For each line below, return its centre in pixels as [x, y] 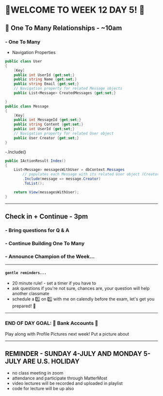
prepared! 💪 [24, 306]
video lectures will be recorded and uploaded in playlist [67, 383]
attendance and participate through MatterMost [60, 378]
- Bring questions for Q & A [37, 230]
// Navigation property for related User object [64, 133]
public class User [24, 61]
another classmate [31, 294]
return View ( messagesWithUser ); [46, 192]
